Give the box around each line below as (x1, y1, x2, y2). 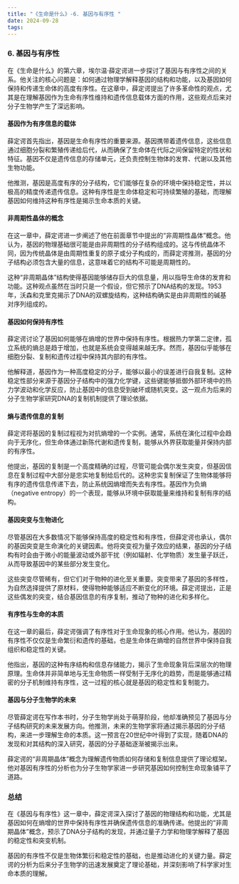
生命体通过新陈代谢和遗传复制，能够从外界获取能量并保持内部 (51, 438, 232, 446)
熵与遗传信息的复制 (7, 411, 64, 421)
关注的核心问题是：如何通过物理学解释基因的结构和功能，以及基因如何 (26, 75, 232, 83)
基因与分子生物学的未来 (7, 696, 76, 704)
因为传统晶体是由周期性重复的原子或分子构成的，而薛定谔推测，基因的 (19, 249, 225, 257)
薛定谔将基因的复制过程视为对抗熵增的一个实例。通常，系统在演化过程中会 (7, 429, 225, 438)
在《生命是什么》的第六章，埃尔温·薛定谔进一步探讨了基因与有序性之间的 (7, 66, 222, 75)
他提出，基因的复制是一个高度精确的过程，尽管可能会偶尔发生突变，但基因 (7, 462, 225, 471)
